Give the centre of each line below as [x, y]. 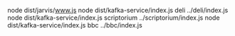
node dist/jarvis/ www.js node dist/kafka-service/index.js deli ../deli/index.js [118, 10]
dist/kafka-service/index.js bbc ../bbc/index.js [75, 25]
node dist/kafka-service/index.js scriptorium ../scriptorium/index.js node [114, 18]
